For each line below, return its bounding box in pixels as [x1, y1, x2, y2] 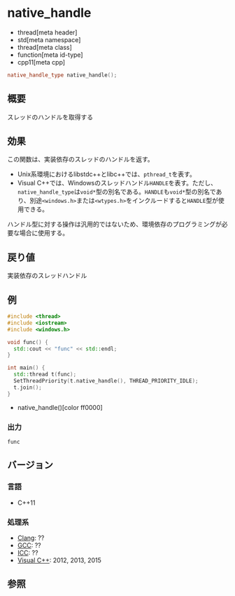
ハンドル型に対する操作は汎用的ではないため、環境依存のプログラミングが [7, 220, 222, 229]
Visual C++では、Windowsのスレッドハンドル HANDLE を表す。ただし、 [17, 179, 218, 187]
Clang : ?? [17, 534, 45, 542]
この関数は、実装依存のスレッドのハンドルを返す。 [7, 155, 154, 164]
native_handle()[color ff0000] [17, 403, 103, 411]
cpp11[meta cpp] [17, 58, 65, 66]
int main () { [7, 364, 45, 371]
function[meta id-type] [17, 51, 83, 59]
